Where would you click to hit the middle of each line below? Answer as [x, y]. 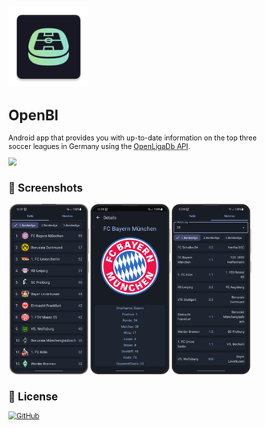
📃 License [33, 396]
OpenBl [33, 115]
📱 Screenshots [46, 188]
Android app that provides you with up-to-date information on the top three [132, 138]
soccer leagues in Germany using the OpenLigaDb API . [100, 146]
